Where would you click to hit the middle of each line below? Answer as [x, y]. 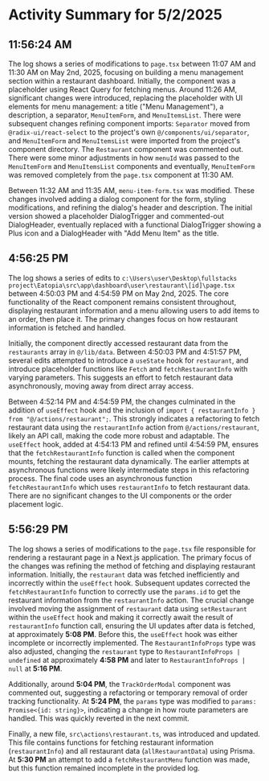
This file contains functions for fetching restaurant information [111, 742]
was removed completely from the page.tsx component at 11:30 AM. [121, 175]
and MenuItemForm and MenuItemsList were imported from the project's [124, 141]
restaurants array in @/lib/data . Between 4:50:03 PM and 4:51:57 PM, [125, 351]
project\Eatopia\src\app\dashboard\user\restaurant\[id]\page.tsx [122, 286]
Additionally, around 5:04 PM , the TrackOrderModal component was [120, 684]
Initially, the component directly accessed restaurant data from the [118, 343]
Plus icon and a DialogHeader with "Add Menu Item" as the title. [114, 233]
